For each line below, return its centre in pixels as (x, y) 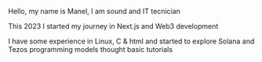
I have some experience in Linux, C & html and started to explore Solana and (131, 41)
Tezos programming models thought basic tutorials (91, 49)
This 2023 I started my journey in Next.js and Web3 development (113, 26)
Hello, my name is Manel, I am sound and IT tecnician (94, 11)
